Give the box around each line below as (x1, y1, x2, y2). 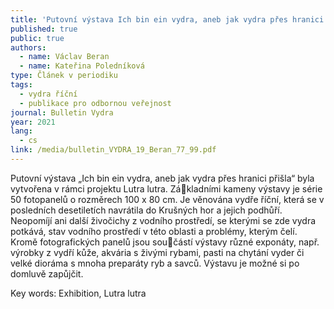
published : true (10, 24, 78, 34)
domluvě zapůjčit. (10, 267, 84, 280)
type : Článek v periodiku (10, 71, 118, 81)
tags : (10, 80, 33, 90)
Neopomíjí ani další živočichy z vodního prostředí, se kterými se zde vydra (10, 214, 317, 226)
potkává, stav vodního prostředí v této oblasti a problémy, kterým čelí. (10, 225, 298, 237)
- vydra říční (19, 89, 78, 99)
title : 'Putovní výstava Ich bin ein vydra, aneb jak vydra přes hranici (10, 14, 325, 25)
